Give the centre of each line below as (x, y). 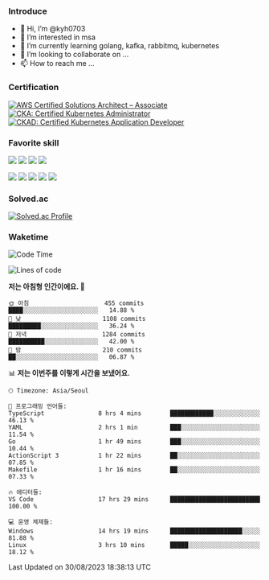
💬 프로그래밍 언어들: (38, 407)
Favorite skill (34, 142)
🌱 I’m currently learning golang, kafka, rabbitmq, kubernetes (119, 46)
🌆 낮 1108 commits (77, 319)
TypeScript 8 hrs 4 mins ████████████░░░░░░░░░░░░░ (134, 413)
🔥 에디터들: (25, 492)
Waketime (29, 237)
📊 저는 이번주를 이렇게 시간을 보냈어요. (69, 373)
